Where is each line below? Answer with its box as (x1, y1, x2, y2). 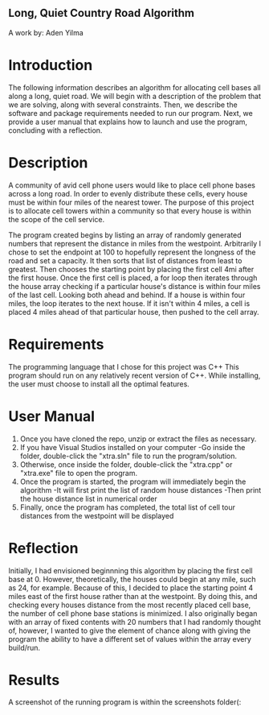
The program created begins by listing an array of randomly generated (8, 229, 243, 240)
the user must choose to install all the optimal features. (8, 378, 190, 389)
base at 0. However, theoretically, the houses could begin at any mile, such (8, 574, 256, 584)
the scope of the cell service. (8, 214, 105, 224)
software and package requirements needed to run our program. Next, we (8, 108, 253, 118)
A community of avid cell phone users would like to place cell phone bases (8, 180, 255, 190)
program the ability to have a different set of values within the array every (8, 634, 251, 643)
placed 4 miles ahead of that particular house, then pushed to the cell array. (8, 307, 259, 316)
